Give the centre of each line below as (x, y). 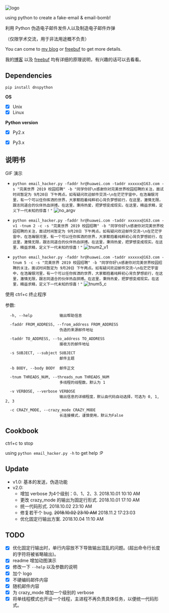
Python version (22, 122)
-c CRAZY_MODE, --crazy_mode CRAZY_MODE (53, 410)
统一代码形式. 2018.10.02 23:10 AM (56, 506)
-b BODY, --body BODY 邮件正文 (42, 368)
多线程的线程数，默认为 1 (82, 382)
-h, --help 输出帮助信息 (46, 315)
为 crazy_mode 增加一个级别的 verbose (53, 592)
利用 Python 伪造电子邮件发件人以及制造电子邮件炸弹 (60, 28)
